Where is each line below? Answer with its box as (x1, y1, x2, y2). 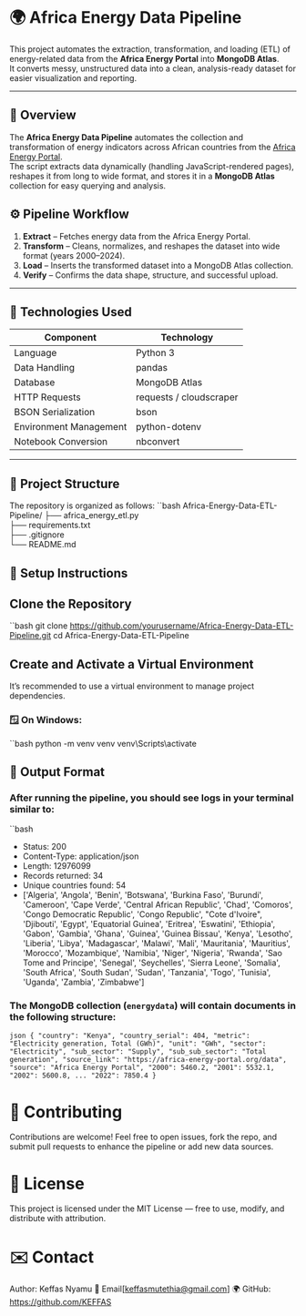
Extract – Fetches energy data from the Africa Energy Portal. (22, 230, 250, 241)
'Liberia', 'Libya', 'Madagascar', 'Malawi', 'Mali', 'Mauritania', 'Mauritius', (22, 938, 291, 949)
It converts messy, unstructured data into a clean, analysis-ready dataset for (9, 63, 296, 74)
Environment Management (14, 421, 127, 434)
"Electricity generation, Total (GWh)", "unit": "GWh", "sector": (9, 1039, 267, 1048)
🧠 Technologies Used (9, 304, 132, 320)
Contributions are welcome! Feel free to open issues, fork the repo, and (9, 1131, 278, 1143)
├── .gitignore (9, 529, 66, 540)
